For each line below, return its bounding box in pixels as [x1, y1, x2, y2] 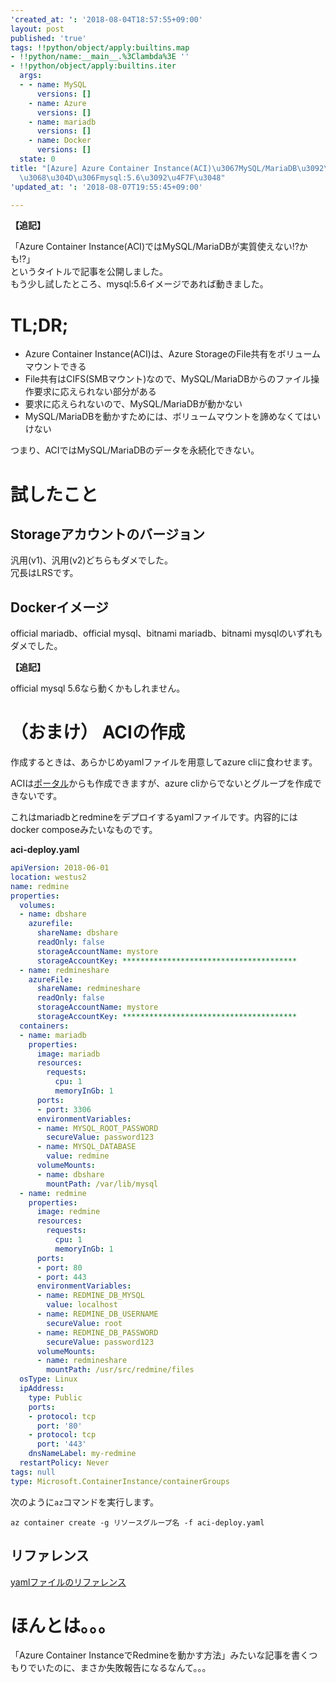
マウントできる [24, 361, 87, 373]
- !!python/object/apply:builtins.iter [10, 61, 177, 71]
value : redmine [46, 1151, 110, 1161]
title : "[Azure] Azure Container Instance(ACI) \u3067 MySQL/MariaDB [10, 163, 298, 173]
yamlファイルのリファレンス [10, 1576, 127, 1588]
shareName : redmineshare [36, 984, 141, 994]
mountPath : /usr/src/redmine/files [46, 1365, 195, 1375]
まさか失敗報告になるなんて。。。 [79, 1662, 212, 1674]
